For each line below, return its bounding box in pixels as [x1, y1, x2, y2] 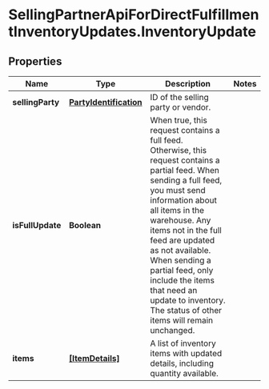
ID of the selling [150, 92, 210, 102]
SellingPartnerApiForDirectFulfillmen [8, 6, 259, 24]
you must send [150, 185, 206, 195]
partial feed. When [150, 165, 220, 175]
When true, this [150, 114, 208, 126]
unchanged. [150, 325, 195, 335]
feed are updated [150, 235, 215, 246]
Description [165, 78, 211, 89]
